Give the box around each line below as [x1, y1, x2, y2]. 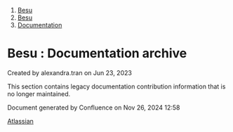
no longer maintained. [7, 89, 71, 98]
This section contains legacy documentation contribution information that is [7, 82, 226, 91]
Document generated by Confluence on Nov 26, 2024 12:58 [7, 103, 180, 112]
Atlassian [7, 117, 34, 125]
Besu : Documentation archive [7, 46, 187, 62]
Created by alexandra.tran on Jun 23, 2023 [7, 68, 132, 77]
